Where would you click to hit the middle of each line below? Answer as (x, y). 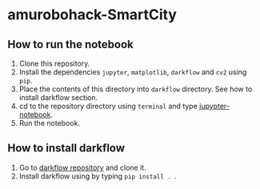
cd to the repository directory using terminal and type (108, 106)
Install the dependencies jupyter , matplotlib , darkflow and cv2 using (133, 72)
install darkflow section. (58, 97)
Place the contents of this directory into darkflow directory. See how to (136, 89)
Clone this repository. (54, 63)
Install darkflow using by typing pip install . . (98, 176)
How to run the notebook (70, 44)
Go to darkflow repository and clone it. (82, 167)
